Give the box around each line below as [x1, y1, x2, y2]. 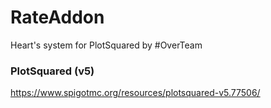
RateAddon [10, 6, 105, 29]
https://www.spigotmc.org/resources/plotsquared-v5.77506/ [10, 87, 261, 99]
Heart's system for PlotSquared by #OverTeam [10, 39, 203, 51]
